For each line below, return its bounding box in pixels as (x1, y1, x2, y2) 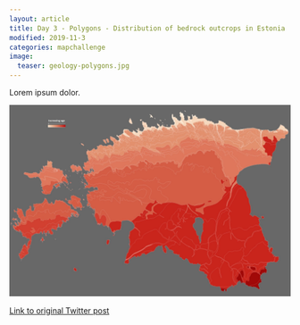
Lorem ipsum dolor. (9, 87, 80, 97)
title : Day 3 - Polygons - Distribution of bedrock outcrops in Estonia (9, 23, 286, 33)
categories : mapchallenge (9, 43, 105, 52)
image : (9, 52, 34, 62)
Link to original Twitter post (9, 304, 110, 316)
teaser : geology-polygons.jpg (17, 62, 129, 71)
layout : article (9, 14, 70, 23)
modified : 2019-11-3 (9, 33, 87, 42)
